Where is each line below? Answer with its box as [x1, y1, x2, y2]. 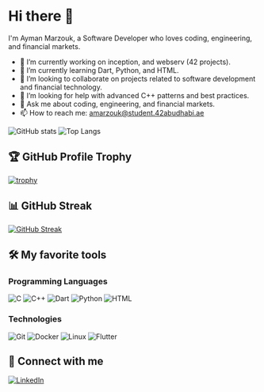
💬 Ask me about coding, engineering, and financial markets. [19, 99, 216, 108]
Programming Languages [8, 276, 109, 287]
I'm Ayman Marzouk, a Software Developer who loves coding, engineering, [8, 33, 252, 43]
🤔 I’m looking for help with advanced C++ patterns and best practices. [19, 90, 250, 100]
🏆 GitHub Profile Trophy [8, 150, 132, 164]
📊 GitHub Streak [8, 200, 93, 213]
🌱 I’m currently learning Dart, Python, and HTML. [19, 65, 180, 74]
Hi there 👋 [8, 7, 74, 25]
